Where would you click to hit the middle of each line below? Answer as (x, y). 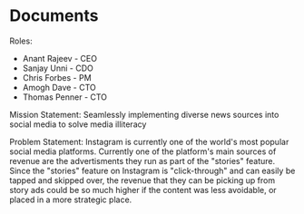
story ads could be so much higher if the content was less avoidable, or (143, 190)
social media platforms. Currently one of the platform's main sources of (143, 151)
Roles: (21, 41)
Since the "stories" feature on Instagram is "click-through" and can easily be (152, 170)
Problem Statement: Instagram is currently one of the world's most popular (149, 141)
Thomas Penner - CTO (64, 97)
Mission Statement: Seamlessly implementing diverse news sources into (144, 114)
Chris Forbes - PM (57, 77)
